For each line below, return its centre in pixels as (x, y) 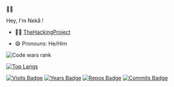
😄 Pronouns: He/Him (41, 43)
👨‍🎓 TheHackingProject (43, 32)
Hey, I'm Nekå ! (25, 20)
